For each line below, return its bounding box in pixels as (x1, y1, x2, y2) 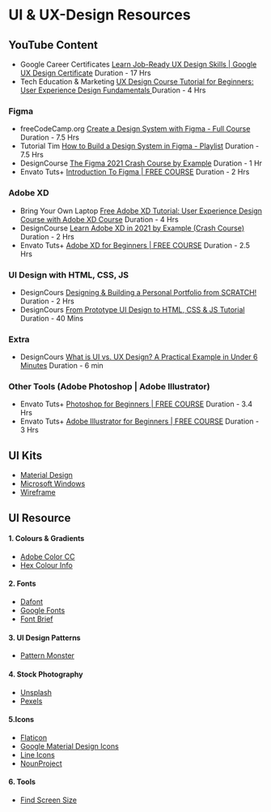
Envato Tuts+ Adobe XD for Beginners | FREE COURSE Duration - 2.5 (19, 240, 251, 250)
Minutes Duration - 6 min (19, 361, 104, 371)
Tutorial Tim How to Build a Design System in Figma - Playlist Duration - (19, 141, 260, 151)
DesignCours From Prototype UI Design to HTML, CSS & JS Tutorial (19, 304, 245, 314)
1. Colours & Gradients (8, 534, 85, 543)
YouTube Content (8, 38, 99, 52)
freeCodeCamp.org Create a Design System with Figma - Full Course (19, 124, 251, 134)
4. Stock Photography (8, 669, 83, 679)
